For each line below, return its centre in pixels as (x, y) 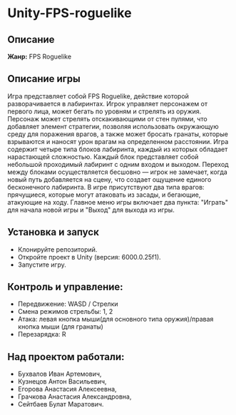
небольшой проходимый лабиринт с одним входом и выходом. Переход (118, 164)
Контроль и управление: (65, 287)
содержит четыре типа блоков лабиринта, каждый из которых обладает (118, 149)
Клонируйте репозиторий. (57, 249)
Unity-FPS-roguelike (70, 13)
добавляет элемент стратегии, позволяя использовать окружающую (113, 126)
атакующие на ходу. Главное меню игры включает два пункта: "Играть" (118, 202)
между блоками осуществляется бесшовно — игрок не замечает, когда (118, 172)
